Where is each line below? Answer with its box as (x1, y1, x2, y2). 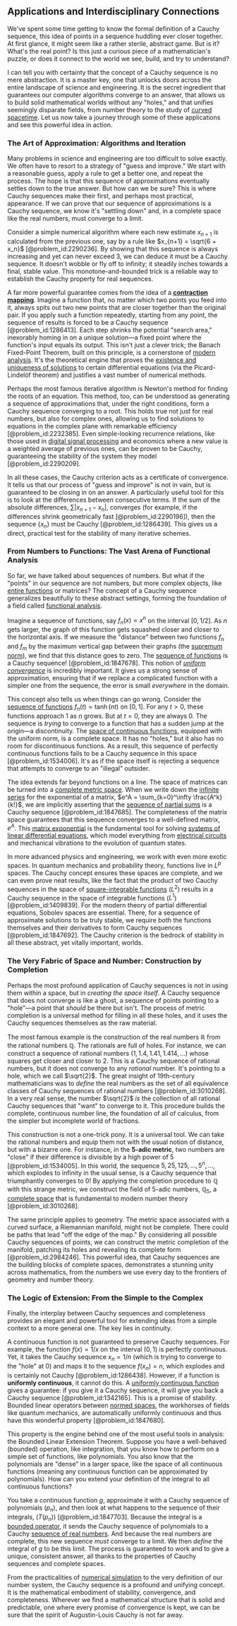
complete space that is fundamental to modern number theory (7, 1194, 188, 1203)
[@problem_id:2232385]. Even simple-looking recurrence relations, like (7, 429, 215, 438)
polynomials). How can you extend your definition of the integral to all (7, 1474, 210, 1483)
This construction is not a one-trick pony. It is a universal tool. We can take (7, 1130, 224, 1138)
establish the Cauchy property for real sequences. (7, 275, 154, 283)
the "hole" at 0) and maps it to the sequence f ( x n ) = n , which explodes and (7, 1362, 225, 1372)
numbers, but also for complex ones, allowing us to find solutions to (7, 414, 205, 423)
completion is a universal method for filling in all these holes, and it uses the (7, 1011, 228, 1019)
